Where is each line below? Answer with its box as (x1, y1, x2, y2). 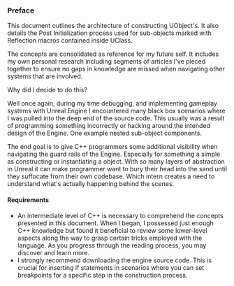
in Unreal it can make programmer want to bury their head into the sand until (7, 165, 228, 173)
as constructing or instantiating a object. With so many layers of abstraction (7, 157, 225, 166)
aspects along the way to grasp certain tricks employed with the (17, 234, 203, 242)
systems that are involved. (7, 72, 83, 80)
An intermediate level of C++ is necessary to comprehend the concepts (17, 211, 224, 220)
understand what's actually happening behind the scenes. (7, 180, 175, 188)
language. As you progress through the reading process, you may (17, 241, 207, 250)
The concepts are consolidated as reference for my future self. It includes (7, 50, 219, 58)
